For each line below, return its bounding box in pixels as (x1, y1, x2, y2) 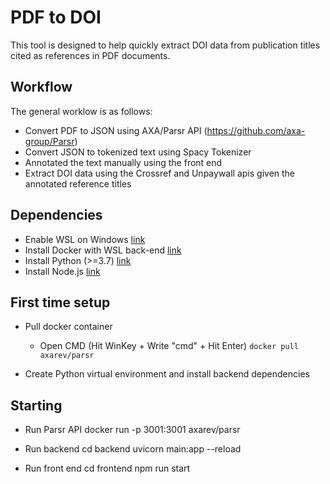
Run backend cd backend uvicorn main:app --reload (24, 443, 242, 455)
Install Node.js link (24, 265, 101, 277)
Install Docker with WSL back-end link (24, 244, 182, 256)
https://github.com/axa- (206, 124, 306, 136)
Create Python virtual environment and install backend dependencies (24, 368, 310, 380)
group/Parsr (24, 135, 75, 147)
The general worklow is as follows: (10, 105, 153, 117)
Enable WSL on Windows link (24, 233, 146, 245)
